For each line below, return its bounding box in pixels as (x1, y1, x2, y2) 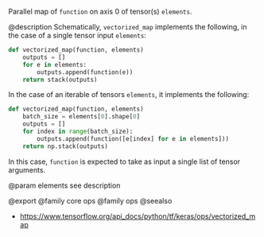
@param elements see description (8, 181, 121, 190)
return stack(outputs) (22, 76, 98, 84)
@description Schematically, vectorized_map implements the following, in (8, 22, 247, 31)
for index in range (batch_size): (22, 127, 134, 135)
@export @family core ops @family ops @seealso (8, 196, 173, 205)
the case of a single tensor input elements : (8, 31, 147, 40)
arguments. (8, 165, 46, 174)
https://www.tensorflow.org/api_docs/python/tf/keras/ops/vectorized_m (19, 211, 256, 221)
